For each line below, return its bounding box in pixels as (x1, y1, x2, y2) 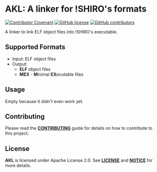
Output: (12, 61, 28, 67)
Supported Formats (5, 43, 66, 52)
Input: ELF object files (12, 56, 56, 62)
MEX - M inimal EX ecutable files (19, 71, 84, 77)
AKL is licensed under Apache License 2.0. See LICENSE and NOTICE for (5, 157, 153, 163)
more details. (5, 163, 32, 169)
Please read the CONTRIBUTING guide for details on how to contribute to (5, 125, 153, 131)
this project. (5, 130, 29, 137)
